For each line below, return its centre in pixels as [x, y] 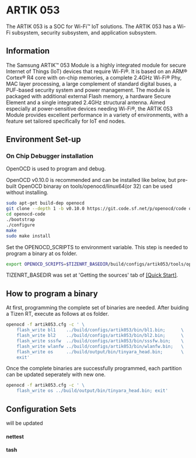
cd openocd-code [26, 214]
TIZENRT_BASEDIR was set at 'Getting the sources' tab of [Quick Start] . [92, 275]
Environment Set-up [43, 140]
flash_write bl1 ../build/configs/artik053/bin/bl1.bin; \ [100, 330]
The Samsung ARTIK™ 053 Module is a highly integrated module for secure [96, 65]
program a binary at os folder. [42, 253]
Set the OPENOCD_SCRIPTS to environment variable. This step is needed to [97, 247]
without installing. [27, 192]
